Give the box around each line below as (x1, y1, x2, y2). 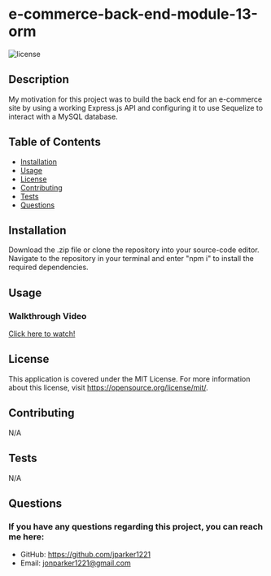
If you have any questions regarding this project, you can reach (8, 521, 263, 532)
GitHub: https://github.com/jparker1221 (20, 550, 151, 560)
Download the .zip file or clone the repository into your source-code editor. (8, 245, 260, 255)
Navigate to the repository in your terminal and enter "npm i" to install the (8, 254, 254, 264)
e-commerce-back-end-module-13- (8, 5, 258, 24)
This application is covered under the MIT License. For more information (8, 373, 251, 383)
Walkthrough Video (8, 310, 87, 321)
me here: (8, 530, 45, 542)
